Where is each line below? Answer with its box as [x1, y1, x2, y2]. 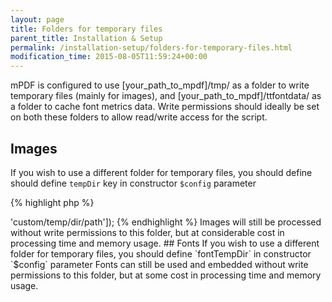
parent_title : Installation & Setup [10, 33, 163, 43]
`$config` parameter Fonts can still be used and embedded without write [10, 258, 309, 270]
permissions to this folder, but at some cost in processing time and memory [10, 269, 322, 281]
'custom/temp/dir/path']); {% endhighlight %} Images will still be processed [10, 216, 322, 228]
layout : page [10, 14, 65, 25]
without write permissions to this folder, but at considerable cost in [10, 226, 285, 238]
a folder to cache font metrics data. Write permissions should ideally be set [10, 101, 320, 113]
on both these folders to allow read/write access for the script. [10, 111, 268, 123]
